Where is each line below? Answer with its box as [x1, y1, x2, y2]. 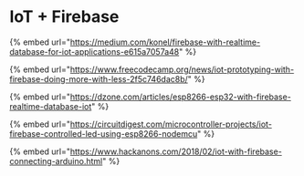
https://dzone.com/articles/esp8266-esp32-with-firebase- [69, 91, 292, 102]
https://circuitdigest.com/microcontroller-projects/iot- [69, 119, 272, 129]
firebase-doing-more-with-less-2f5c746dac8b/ [9, 73, 189, 84]
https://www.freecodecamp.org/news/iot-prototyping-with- [69, 64, 295, 75]
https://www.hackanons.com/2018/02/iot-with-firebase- [69, 146, 283, 157]
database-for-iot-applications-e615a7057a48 [9, 46, 180, 57]
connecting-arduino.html [9, 155, 103, 166]
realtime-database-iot [9, 100, 92, 111]
